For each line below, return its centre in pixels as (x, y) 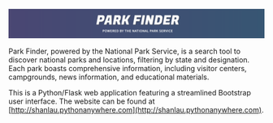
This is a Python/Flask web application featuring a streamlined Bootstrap (130, 93)
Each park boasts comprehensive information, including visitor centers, (128, 69)
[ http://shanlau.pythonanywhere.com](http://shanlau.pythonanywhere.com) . (136, 110)
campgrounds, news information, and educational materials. (109, 77)
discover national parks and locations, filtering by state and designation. (129, 60)
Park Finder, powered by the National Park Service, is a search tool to (125, 51)
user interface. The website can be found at (82, 101)
